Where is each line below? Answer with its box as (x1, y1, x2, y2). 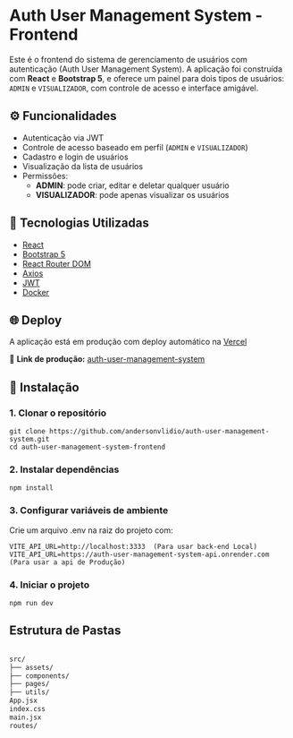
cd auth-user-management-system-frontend (9, 442, 166, 452)
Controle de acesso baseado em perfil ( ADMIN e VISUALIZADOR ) (21, 142, 248, 152)
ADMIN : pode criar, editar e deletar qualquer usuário (35, 180, 230, 191)
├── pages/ (9, 680, 50, 689)
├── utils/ (9, 688, 50, 697)
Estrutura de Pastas (9, 623, 121, 639)
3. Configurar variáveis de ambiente (9, 504, 169, 517)
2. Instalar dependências (9, 463, 120, 476)
